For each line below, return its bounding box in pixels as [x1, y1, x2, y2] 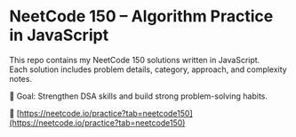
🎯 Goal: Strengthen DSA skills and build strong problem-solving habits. [9, 91, 268, 101]
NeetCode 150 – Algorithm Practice [9, 6, 274, 27]
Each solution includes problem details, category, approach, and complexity [9, 64, 287, 75]
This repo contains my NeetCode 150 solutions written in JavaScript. [9, 54, 260, 65]
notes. [9, 73, 33, 84]
